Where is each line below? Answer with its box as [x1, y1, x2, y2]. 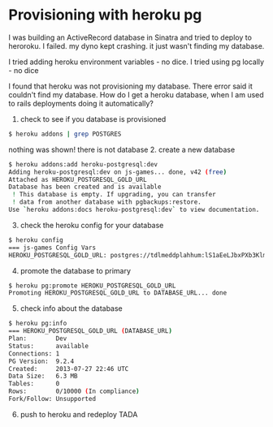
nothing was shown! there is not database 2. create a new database [8, 144, 236, 154]
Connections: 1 [8, 349, 60, 358]
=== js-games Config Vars [8, 244, 96, 252]
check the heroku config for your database [19, 220, 164, 230]
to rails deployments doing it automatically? [8, 98, 154, 108]
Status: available [8, 342, 89, 350]
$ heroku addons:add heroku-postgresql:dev [8, 160, 158, 168]
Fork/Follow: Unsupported [8, 395, 96, 403]
